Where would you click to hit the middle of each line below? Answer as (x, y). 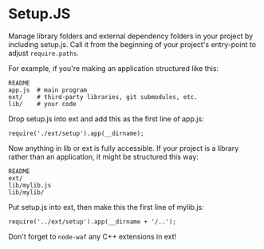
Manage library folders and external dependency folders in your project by (131, 36)
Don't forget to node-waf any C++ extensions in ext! (93, 236)
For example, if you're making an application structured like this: (114, 68)
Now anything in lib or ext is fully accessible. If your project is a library (124, 148)
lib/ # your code (43, 104)
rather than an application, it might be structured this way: (104, 156)
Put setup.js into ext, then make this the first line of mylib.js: (106, 207)
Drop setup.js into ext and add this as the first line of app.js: (106, 119)
